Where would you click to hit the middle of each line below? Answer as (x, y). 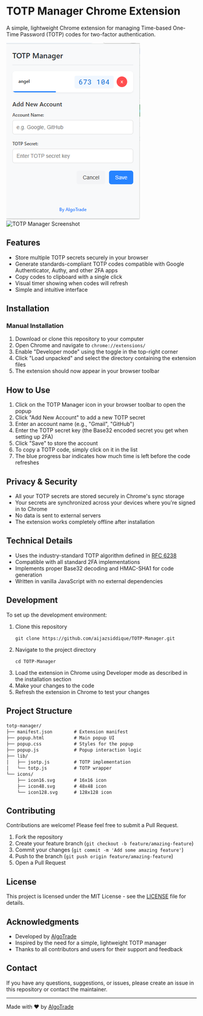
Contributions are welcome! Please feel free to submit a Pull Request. (92, 825)
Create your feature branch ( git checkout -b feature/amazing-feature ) (104, 844)
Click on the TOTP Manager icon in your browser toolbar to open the (100, 405)
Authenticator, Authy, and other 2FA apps (66, 270)
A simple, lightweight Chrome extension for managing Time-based (89, 28)
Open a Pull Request (40, 863)
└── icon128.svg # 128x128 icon (65, 792)
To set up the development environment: (57, 615)
